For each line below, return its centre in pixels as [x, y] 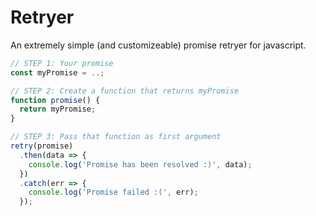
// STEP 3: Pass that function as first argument [116, 137]
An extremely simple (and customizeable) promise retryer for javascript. [158, 45]
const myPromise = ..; [57, 72]
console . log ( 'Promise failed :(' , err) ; [113, 192]
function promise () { [55, 100]
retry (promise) [42, 146]
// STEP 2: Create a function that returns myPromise [125, 91]
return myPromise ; [58, 109]
